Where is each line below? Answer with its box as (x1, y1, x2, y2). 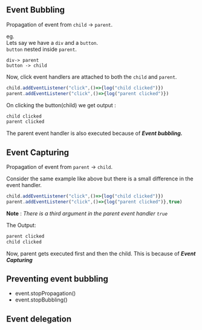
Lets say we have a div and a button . (6, 39, 99, 46)
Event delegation (6, 314, 71, 324)
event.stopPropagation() (15, 290, 76, 297)
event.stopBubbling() (15, 296, 68, 303)
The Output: (6, 221, 36, 229)
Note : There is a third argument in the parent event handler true (6, 210, 168, 217)
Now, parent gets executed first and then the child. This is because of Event (6, 249, 196, 257)
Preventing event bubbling (6, 274, 109, 284)
